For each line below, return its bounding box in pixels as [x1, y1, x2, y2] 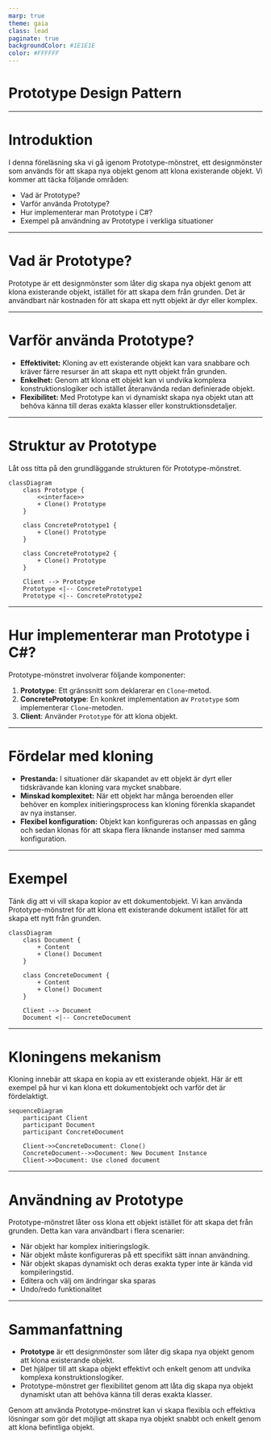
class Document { [23, 936, 81, 944]
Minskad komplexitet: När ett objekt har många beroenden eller [19, 791, 234, 801]
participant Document [23, 1122, 95, 1130]
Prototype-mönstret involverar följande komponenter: [8, 670, 186, 680]
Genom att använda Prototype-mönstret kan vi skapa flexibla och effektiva [8, 1405, 256, 1415]
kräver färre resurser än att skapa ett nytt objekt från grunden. [19, 366, 227, 376]
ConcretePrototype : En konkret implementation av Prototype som [19, 694, 240, 704]
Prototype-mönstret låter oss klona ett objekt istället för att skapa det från [8, 1217, 253, 1227]
